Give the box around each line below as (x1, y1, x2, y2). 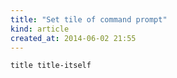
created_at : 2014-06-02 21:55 (10, 33, 137, 43)
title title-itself (10, 61, 92, 71)
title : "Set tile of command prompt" (10, 14, 168, 25)
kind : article (10, 24, 70, 34)
